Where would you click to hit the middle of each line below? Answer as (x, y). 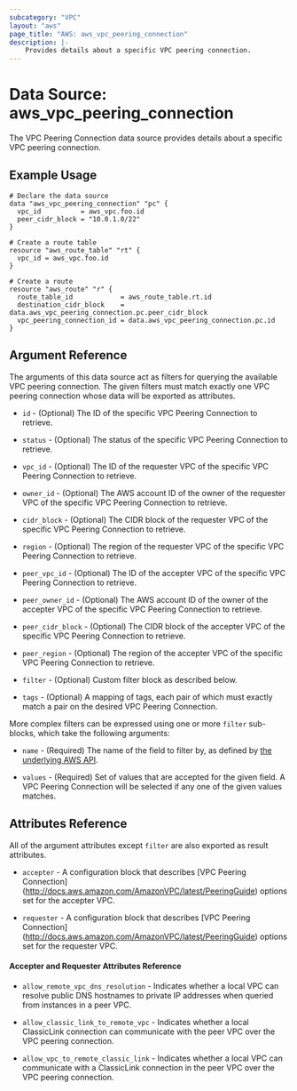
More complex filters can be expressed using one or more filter (128, 723)
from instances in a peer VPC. (77, 1005)
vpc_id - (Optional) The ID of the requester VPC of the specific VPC (145, 466)
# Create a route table (53, 242)
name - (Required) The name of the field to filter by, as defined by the (147, 750)
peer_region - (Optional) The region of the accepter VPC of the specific (152, 653)
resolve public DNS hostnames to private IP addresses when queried (148, 995)
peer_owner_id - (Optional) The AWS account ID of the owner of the (145, 599)
